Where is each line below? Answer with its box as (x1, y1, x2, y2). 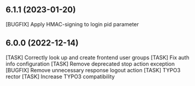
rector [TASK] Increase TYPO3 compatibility (5, 73, 115, 80)
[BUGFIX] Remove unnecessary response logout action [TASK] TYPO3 (5, 66, 181, 73)
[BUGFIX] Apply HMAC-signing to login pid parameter (5, 20, 139, 27)
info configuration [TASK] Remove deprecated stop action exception (5, 60, 175, 67)
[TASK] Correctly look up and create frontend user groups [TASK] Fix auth (5, 54, 190, 61)
